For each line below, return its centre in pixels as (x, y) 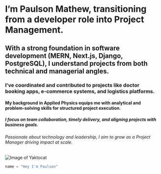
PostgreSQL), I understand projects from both (77, 63)
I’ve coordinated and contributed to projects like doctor (72, 85)
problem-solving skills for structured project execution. (63, 108)
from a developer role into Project (75, 19)
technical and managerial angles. (57, 71)
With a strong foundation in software (63, 48)
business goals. (22, 124)
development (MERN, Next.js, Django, (64, 56)
